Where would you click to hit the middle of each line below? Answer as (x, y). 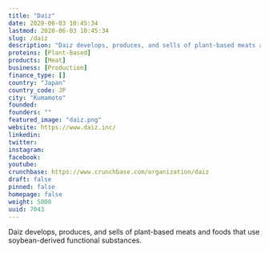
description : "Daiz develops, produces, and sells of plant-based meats (132, 46)
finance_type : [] (37, 75)
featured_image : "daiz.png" (55, 120)
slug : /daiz (28, 38)
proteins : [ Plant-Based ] (50, 53)
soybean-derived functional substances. (75, 240)
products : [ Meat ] (37, 61)
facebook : (25, 157)
